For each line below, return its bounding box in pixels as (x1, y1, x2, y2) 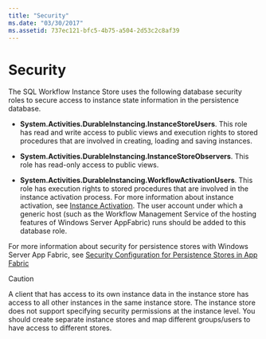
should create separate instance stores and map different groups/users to (8, 315, 251, 325)
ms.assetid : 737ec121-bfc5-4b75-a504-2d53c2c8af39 (8, 26, 180, 34)
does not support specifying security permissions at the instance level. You (8, 306, 256, 316)
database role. (19, 226, 68, 236)
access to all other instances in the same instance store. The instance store (8, 298, 256, 307)
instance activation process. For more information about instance (19, 193, 234, 202)
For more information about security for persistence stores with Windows (8, 242, 248, 251)
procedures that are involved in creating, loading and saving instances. (19, 136, 253, 146)
